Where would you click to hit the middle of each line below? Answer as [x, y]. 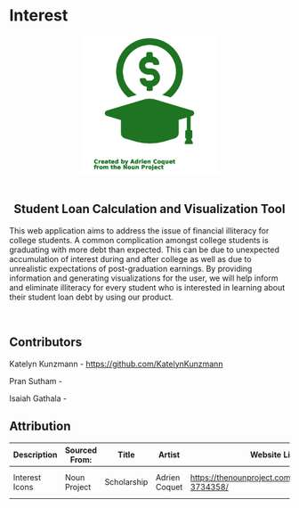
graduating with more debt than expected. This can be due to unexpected [145, 250]
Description [35, 455]
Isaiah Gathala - [38, 398]
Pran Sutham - [36, 381]
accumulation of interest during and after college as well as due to [130, 258]
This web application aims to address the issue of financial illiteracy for [139, 230]
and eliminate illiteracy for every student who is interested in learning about [147, 287]
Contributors [46, 343]
